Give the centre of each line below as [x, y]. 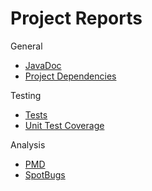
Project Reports [76, 18]
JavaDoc [43, 65]
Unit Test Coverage [64, 125]
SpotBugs [45, 174]
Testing [26, 95]
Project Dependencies [70, 76]
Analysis [28, 144]
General [26, 46]
